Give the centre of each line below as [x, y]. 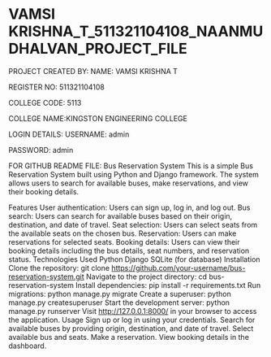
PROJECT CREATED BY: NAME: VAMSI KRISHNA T [93, 71]
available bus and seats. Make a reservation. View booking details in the [129, 337]
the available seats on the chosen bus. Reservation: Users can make [123, 233]
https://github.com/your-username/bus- [179, 268]
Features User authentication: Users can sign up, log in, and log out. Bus [129, 207]
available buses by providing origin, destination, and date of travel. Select [131, 328]
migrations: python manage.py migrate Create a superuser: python [120, 294]
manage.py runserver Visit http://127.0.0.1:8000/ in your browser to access [133, 311]
